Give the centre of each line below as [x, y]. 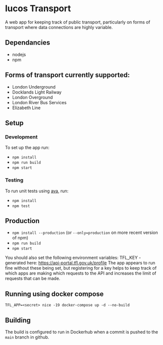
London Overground [32, 97]
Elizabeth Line [26, 108]
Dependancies [28, 43]
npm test [21, 206]
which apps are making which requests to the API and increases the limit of [81, 273]
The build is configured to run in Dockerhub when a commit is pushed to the [82, 332]
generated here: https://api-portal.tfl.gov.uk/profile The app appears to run [80, 263]
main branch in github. [27, 337]
